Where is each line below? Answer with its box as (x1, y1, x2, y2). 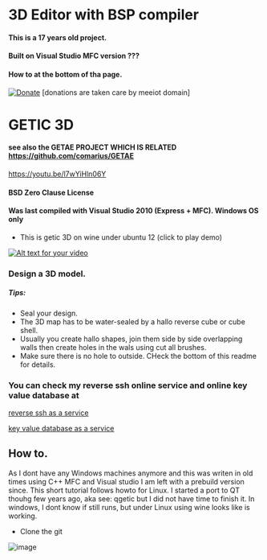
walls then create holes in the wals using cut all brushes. (19, 342, 207, 352)
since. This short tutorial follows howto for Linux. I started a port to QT (8, 485, 241, 495)
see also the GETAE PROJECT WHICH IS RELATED (8, 142, 177, 152)
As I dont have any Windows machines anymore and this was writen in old (8, 468, 253, 478)
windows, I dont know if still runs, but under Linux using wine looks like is (8, 502, 250, 512)
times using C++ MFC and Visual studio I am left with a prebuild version (8, 476, 245, 486)
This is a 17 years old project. (8, 32, 107, 42)
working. (8, 511, 38, 521)
